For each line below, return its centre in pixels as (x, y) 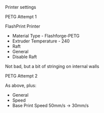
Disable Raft (24, 57)
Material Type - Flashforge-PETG (46, 36)
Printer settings (21, 7)
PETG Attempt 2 (21, 76)
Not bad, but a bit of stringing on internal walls (52, 66)
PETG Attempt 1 (21, 17)
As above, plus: (21, 85)
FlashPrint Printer (23, 26)
